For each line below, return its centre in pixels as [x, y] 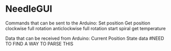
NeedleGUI [29, 9]
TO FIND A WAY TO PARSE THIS [39, 43]
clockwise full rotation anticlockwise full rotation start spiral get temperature [85, 28]
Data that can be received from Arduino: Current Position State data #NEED [85, 38]
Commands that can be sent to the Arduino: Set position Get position [78, 23]
